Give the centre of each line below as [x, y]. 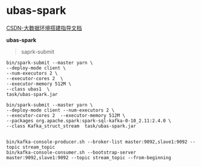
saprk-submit [38, 51]
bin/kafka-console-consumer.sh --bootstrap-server [71, 152]
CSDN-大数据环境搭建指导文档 [44, 28]
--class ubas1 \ [28, 89]
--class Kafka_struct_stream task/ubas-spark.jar [71, 126]
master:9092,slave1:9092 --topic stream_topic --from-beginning [89, 157]
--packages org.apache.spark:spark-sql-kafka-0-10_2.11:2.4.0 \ [89, 121]
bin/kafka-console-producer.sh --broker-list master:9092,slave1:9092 [97, 142]
